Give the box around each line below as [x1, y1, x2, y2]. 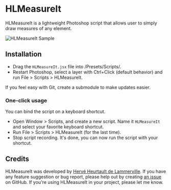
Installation [5, 50, 42, 59]
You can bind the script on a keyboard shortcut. [5, 108, 106, 115]
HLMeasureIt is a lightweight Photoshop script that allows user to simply [5, 20, 157, 26]
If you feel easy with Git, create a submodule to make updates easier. [5, 84, 151, 90]
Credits [5, 155, 30, 164]
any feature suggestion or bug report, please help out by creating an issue [5, 174, 162, 180]
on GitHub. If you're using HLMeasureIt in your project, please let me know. [5, 179, 163, 185]
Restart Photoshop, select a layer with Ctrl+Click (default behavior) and [12, 69, 163, 75]
